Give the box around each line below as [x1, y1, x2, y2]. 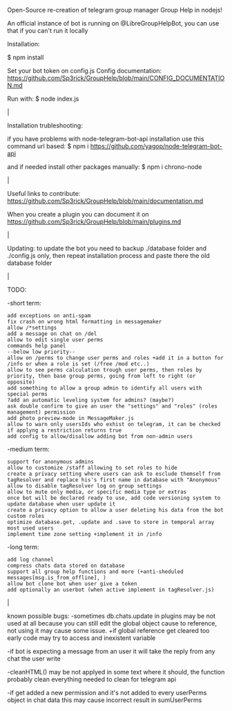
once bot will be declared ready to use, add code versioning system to [7, 494, 221, 501]
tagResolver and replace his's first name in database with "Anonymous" [7, 477, 221, 483]
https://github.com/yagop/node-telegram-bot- [90, 142, 222, 150]
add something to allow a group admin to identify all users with [7, 385, 202, 392]
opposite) [7, 379, 36, 385]
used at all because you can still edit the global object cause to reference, [7, 619, 217, 627]
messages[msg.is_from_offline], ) [7, 574, 107, 581]
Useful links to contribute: [7, 190, 81, 197]
